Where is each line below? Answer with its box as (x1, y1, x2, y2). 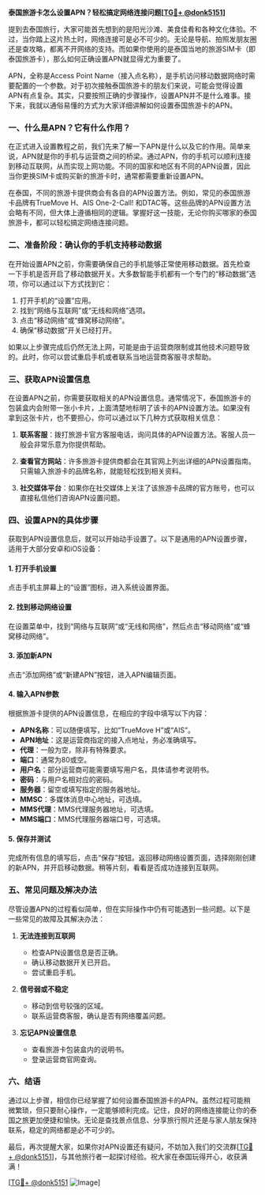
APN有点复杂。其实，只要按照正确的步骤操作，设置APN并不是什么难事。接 (8, 91, 252, 100)
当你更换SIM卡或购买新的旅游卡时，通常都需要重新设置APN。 (8, 172, 208, 181)
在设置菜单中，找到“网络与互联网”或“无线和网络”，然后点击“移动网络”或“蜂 (8, 621, 251, 631)
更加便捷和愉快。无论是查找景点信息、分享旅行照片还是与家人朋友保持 (28, 1115, 257, 1125)
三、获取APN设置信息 (8, 373, 91, 384)
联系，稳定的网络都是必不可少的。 (8, 1125, 119, 1134)
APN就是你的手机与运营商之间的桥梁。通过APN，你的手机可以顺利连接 (21, 152, 252, 161)
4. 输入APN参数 (8, 690, 59, 699)
